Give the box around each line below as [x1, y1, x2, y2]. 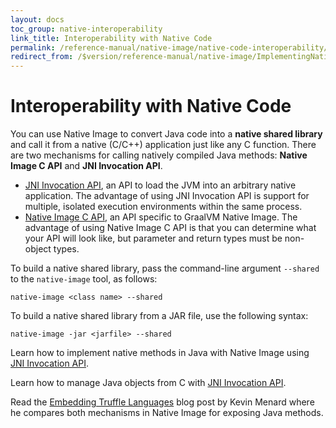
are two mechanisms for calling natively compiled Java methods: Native [10, 149, 308, 161]
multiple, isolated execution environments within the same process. [24, 201, 303, 213]
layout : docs [10, 14, 65, 25]
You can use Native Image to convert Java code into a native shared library [10, 128, 323, 140]
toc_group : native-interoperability [10, 24, 163, 34]
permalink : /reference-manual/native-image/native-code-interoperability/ [10, 42, 329, 53]
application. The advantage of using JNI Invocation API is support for [24, 190, 310, 202]
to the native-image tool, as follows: [10, 273, 158, 285]
